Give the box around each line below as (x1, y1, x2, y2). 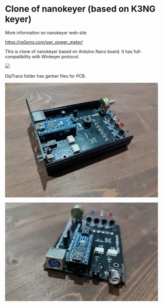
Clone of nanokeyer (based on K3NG (5, 3, 156, 15)
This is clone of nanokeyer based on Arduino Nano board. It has (5, 48, 132, 54)
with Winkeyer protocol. (32, 53, 80, 59)
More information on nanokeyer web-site (5, 30, 87, 35)
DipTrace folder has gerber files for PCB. (5, 73, 86, 79)
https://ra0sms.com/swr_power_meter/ (5, 39, 83, 45)
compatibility (5, 53, 31, 59)
